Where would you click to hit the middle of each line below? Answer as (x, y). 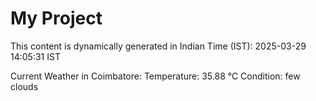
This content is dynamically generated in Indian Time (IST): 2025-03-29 (158, 46)
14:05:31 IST (35, 56)
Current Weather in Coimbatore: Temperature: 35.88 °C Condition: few (155, 76)
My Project (56, 18)
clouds (24, 86)
